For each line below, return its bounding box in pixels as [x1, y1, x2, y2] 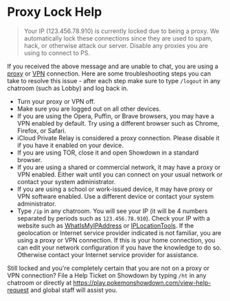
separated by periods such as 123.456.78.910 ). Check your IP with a [16, 214, 211, 222]
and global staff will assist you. [30, 286, 118, 294]
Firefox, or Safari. [16, 126, 67, 135]
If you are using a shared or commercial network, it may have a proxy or [16, 163, 221, 171]
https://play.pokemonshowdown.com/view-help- [73, 278, 211, 287]
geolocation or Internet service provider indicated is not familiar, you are [16, 228, 222, 237]
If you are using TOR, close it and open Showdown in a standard [16, 148, 199, 157]
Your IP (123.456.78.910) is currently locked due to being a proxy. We [23, 27, 220, 35]
